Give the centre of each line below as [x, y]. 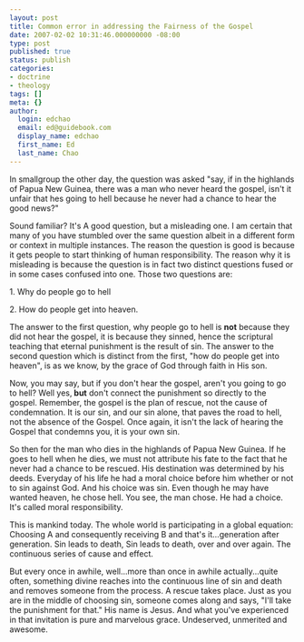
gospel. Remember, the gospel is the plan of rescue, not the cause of [138, 402]
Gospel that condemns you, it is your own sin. [95, 431]
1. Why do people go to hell [60, 291]
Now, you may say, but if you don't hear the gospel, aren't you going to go [148, 383]
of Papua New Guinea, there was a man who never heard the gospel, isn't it [151, 188]
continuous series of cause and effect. [82, 553]
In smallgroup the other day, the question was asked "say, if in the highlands [152, 179]
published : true [40, 52]
